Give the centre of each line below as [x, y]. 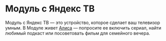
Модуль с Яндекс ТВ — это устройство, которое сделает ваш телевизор [83, 22]
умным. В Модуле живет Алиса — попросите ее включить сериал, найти [83, 27]
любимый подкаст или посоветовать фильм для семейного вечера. [78, 33]
